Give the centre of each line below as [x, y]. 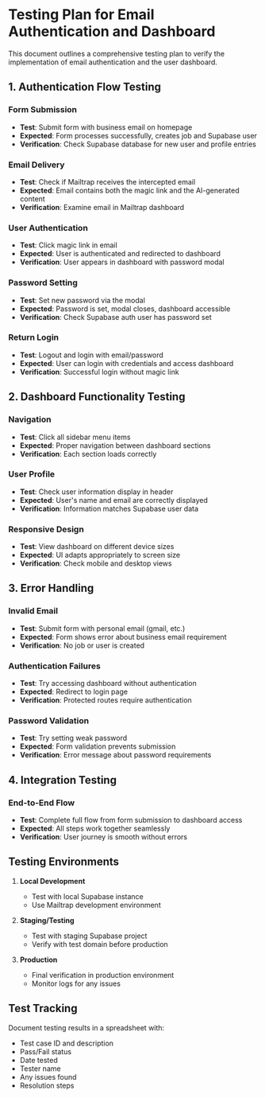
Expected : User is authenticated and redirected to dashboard [120, 254]
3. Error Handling [51, 588]
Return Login [34, 337]
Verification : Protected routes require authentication [106, 700]
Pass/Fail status [46, 1051]
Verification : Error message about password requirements [115, 755]
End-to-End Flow [42, 803]
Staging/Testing [47, 920]
